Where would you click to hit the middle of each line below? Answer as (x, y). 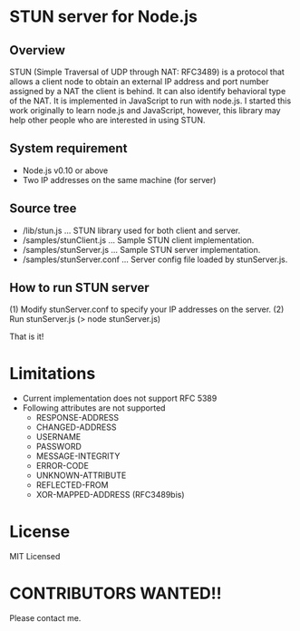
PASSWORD (58, 447)
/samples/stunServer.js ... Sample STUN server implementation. (141, 249)
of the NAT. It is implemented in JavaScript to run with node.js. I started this (150, 101)
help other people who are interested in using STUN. (107, 120)
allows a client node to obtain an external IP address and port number (139, 82)
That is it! (27, 336)
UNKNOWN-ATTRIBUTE (81, 476)
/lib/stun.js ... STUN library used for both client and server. (131, 230)
